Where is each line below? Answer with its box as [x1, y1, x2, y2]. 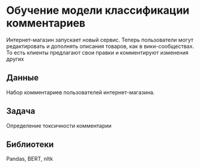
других [6, 55, 24, 62]
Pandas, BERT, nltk [6, 155, 53, 163]
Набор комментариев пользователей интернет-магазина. [6, 88, 155, 96]
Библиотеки [6, 139, 54, 149]
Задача [6, 106, 35, 116]
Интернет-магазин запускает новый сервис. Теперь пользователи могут [6, 36, 194, 43]
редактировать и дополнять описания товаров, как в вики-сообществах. [6, 43, 194, 50]
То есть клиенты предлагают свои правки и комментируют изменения [6, 49, 189, 56]
